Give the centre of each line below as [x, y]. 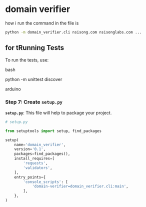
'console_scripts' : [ [46, 182]
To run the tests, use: [27, 60]
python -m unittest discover [34, 79]
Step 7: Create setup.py [34, 102]
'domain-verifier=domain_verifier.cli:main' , [80, 186]
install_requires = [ [34, 158]
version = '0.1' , [30, 149]
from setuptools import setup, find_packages [53, 131]
